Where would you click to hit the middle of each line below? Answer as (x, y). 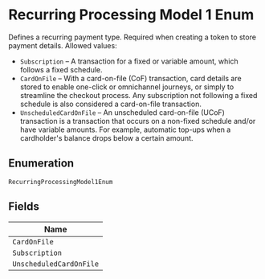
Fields (24, 207)
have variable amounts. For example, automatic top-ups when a (125, 129)
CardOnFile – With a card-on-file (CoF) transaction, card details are (131, 78)
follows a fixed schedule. (61, 69)
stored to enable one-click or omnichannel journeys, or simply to (127, 87)
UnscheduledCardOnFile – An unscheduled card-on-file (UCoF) (122, 112)
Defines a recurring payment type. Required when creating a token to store (132, 37)
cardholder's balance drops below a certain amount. (106, 137)
